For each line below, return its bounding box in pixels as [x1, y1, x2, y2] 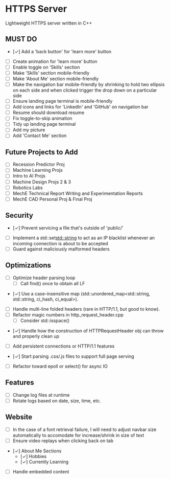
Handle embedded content [12, 468, 69, 474]
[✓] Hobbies [20, 453, 47, 459]
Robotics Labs [12, 185, 43, 191]
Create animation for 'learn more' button [12, 58, 98, 64]
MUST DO [5, 35, 37, 43]
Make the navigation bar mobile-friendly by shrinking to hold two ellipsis [12, 81, 165, 87]
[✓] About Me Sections [12, 448, 62, 454]
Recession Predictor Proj [12, 162, 65, 168]
